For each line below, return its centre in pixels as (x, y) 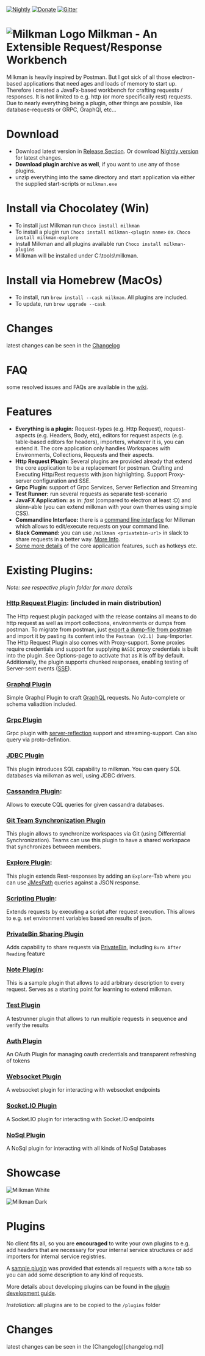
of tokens (18, 1061)
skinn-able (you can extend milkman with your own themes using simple (106, 506)
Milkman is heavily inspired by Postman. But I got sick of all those (88, 77)
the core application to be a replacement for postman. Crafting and (99, 467)
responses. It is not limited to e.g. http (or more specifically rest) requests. (99, 96)
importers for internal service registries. (56, 1256)
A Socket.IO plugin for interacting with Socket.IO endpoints (80, 1119)
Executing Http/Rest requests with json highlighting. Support (91, 474)
